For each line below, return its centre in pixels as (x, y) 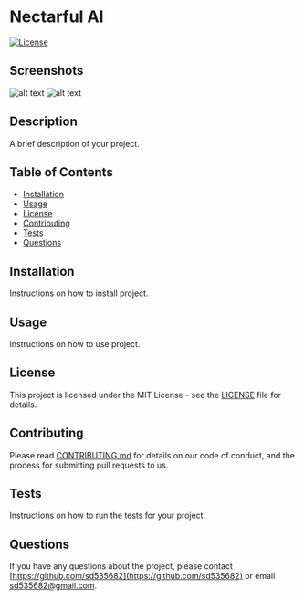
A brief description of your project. (74, 143)
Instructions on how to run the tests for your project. (108, 516)
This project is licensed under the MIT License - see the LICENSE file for (145, 395)
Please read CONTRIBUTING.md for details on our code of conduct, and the (152, 455)
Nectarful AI (57, 17)
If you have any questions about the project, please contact (121, 566)
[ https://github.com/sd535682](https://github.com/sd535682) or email (142, 576)
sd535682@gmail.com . (53, 585)
